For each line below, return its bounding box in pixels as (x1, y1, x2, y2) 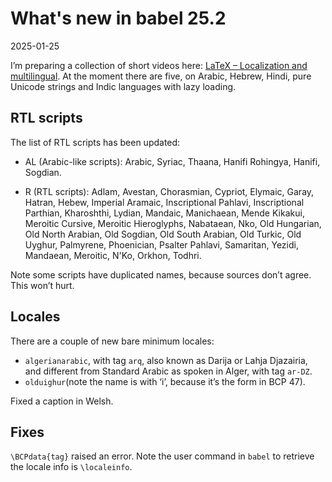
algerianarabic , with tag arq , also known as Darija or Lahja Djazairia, (24, 354, 308, 366)
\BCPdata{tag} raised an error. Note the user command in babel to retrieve (10, 450, 315, 462)
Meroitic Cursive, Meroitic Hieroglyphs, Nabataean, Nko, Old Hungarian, (24, 217, 322, 229)
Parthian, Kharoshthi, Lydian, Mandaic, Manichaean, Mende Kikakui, (24, 207, 305, 219)
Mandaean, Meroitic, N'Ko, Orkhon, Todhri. (24, 249, 202, 261)
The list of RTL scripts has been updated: (10, 136, 181, 148)
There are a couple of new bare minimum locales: (10, 335, 215, 347)
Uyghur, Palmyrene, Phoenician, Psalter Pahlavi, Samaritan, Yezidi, (24, 238, 299, 251)
